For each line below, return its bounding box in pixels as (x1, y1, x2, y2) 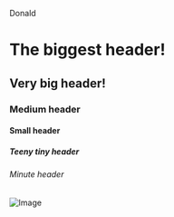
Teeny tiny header (9, 145, 80, 157)
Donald (9, 8, 36, 18)
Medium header (9, 103, 82, 115)
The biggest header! (9, 40, 166, 60)
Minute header (9, 169, 64, 180)
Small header (9, 125, 61, 136)
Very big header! (9, 75, 106, 91)
